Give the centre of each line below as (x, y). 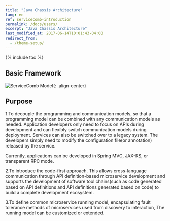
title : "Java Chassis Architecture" (44, 10)
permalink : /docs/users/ (31, 24)
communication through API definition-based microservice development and (85, 176)
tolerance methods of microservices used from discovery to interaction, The (85, 208)
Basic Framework (33, 73)
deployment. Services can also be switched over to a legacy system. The (82, 135)
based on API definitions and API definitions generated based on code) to (82, 187)
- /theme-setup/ (27, 43)
